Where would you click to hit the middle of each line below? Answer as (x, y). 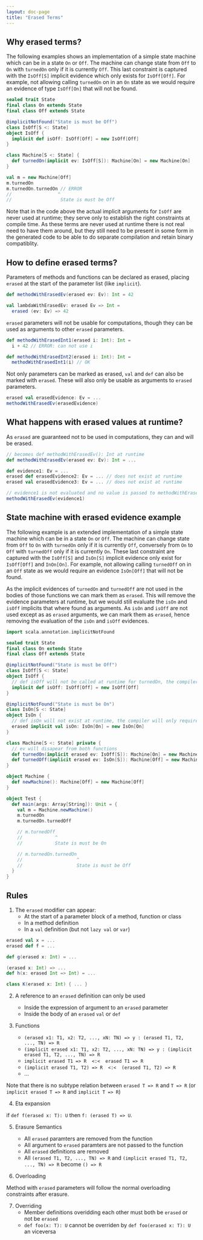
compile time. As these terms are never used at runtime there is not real (95, 224)
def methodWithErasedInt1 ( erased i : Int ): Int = (69, 340)
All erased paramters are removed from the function (88, 1139)
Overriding (28, 1206)
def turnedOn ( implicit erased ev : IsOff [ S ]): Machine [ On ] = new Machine (105, 754)
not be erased (41, 1219)
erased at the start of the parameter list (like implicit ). (74, 284)
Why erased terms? (44, 42)
